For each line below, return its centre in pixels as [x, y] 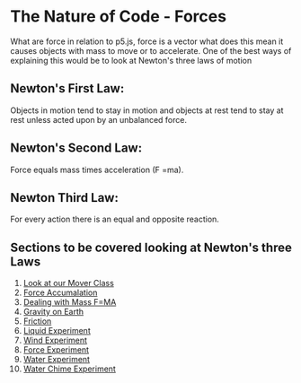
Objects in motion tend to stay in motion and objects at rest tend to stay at [147, 110]
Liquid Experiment [57, 331]
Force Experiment [56, 350]
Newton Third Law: [65, 198]
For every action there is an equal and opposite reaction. [115, 219]
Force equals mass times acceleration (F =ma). [97, 170]
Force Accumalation [60, 292]
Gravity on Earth [53, 312]
